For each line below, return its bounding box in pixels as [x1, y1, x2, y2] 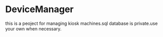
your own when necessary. [5, 25, 62, 31]
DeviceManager [5, 4, 74, 15]
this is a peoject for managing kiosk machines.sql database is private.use [5, 20, 158, 26]
